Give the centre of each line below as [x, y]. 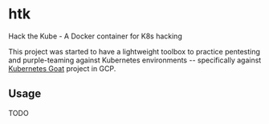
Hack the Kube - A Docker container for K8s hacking [95, 36]
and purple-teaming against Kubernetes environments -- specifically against [135, 60]
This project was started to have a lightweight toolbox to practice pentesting [134, 51]
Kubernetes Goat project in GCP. [62, 68]
